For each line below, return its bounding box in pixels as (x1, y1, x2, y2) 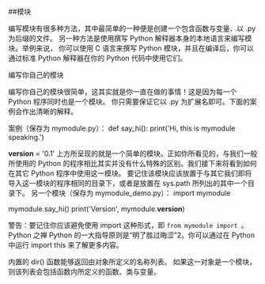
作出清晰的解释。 (21, 107, 78, 116)
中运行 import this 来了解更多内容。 (8, 240, 124, 249)
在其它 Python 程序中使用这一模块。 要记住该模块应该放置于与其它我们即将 (8, 169, 252, 178)
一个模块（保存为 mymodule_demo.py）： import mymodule (37, 188, 231, 198)
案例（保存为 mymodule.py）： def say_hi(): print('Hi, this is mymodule (8, 123, 236, 133)
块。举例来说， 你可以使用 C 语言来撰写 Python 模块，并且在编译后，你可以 (8, 44, 255, 53)
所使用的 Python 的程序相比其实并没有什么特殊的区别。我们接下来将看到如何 (8, 159, 257, 168)
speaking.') (8, 133, 45, 142)
